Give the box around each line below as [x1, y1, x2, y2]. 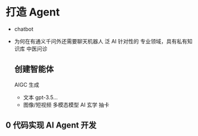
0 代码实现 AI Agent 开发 [5, 120, 97, 131]
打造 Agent [5, 5, 60, 19]
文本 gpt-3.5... [23, 93, 58, 101]
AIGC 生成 [14, 81, 39, 88]
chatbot [14, 25, 34, 33]
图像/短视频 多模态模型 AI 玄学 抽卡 [23, 101, 110, 108]
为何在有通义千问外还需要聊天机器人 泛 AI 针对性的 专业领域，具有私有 [14, 37, 187, 45]
